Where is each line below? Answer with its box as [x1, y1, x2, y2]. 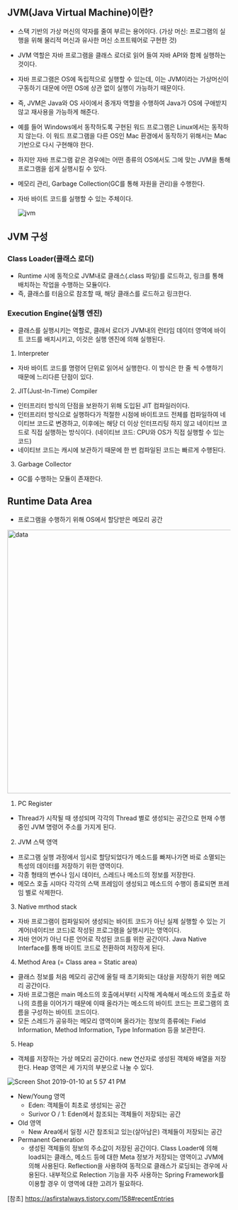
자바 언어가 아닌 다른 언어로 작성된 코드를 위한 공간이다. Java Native [17, 934, 207, 943]
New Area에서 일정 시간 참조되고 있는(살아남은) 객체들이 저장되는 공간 [28, 1127, 222, 1136]
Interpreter [17, 349, 50, 357]
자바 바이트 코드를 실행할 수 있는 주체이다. [17, 194, 133, 203]
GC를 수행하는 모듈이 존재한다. [17, 474, 103, 483]
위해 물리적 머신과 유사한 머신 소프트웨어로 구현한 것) [30, 35, 177, 44]
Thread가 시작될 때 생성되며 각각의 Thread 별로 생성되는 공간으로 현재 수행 [17, 814, 226, 822]
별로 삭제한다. [25, 888, 64, 897]
